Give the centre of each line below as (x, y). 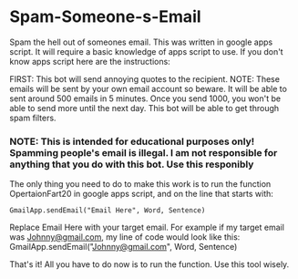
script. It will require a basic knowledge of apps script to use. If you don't (147, 51)
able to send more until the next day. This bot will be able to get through (144, 108)
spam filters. (33, 118)
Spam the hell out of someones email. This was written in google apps (141, 42)
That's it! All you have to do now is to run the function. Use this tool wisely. (149, 264)
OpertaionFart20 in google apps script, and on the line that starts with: (141, 194)
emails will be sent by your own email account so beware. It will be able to (148, 88)
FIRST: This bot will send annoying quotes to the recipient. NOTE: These (145, 78)
